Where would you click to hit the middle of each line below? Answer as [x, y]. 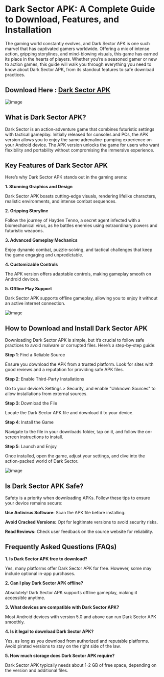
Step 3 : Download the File [31, 403]
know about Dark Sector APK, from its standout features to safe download [80, 69]
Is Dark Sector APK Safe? [44, 486]
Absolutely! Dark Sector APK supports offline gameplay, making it [71, 592]
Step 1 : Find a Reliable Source [35, 355]
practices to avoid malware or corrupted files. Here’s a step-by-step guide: [80, 345]
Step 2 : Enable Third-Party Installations [45, 379]
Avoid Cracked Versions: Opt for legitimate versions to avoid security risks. [82, 522]
